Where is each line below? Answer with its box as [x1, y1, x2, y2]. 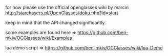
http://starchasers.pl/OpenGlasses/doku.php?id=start [5, 10, 118, 16]
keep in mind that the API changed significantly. [5, 20, 106, 25]
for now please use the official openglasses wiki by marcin [5, 5, 129, 10]
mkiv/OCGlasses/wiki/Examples [5, 35, 73, 41]
